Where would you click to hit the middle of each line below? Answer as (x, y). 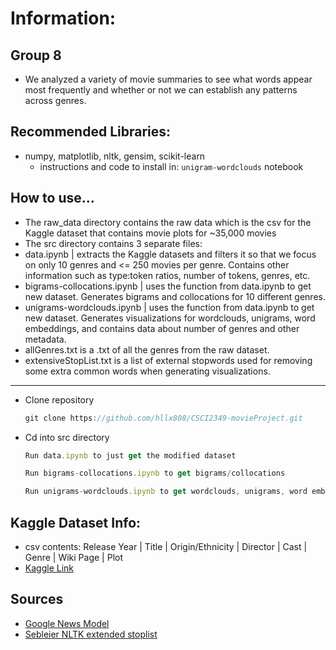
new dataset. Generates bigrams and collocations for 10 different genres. (175, 296)
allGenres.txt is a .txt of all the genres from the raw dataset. (147, 349)
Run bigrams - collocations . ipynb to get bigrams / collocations (155, 473)
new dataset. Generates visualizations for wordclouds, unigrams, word (170, 318)
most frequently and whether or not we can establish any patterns (161, 90)
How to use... (52, 198)
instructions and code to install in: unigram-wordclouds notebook (171, 166)
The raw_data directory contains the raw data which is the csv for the (168, 222)
